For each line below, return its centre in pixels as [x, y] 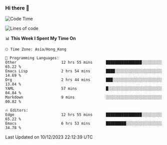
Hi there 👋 [17, 8]
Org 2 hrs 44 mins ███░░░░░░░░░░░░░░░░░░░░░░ [84, 80]
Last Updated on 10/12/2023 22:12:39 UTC [49, 137]
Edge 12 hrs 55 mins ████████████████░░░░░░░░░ [84, 115]
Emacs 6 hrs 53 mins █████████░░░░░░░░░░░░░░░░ [84, 124]
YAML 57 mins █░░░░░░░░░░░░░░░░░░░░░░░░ [84, 89]
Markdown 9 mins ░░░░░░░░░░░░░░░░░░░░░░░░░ [84, 97]
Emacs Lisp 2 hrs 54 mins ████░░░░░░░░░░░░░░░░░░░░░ [84, 71]
